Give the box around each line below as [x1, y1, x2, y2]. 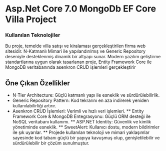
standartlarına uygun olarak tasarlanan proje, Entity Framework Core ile [5, 59, 152, 65]
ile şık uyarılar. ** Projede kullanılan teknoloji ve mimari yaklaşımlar [12, 129, 150, 135]
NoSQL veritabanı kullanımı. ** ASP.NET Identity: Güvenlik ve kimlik [12, 119, 151, 125]
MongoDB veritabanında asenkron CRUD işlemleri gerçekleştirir [5, 64, 136, 70]
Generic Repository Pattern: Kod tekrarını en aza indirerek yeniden [12, 97, 149, 103]
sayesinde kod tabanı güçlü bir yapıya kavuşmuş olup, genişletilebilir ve [12, 135, 160, 141]
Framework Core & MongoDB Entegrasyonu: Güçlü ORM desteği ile [12, 113, 151, 119]
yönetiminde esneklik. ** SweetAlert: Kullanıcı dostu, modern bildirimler [12, 124, 160, 130]
